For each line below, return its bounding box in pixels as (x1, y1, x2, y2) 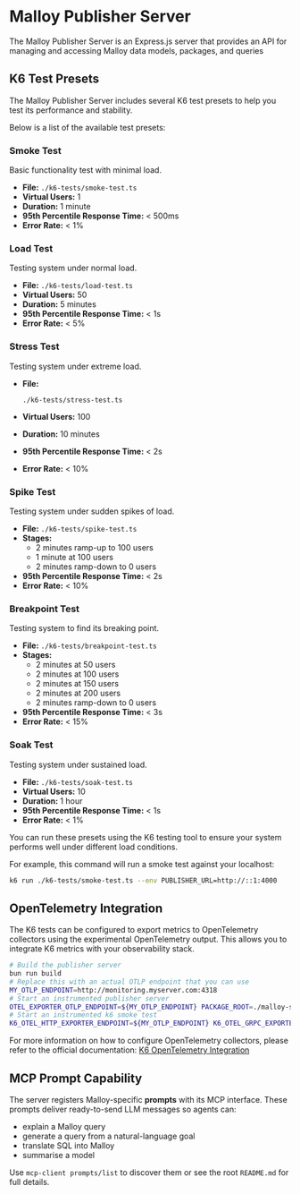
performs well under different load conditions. (9, 841, 179, 852)
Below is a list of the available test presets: (9, 122, 166, 132)
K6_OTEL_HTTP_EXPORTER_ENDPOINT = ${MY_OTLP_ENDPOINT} (9, 1019, 210, 1028)
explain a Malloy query (21, 1122, 106, 1132)
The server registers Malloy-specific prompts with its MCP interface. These (9, 1095, 287, 1105)
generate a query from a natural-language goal (21, 1130, 196, 1142)
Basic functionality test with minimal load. (9, 165, 162, 175)
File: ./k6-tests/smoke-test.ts (21, 182, 137, 193)
